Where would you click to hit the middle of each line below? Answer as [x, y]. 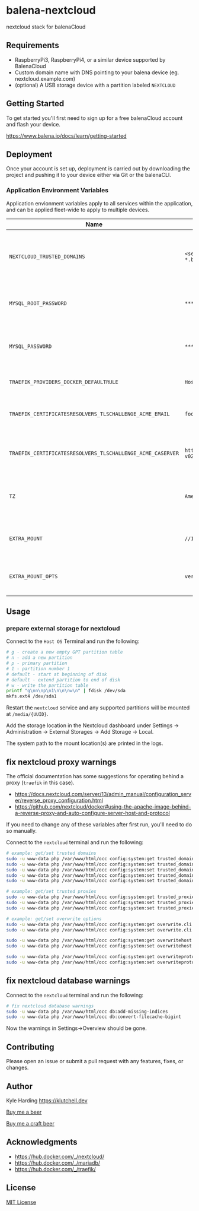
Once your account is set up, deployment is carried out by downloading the [98, 169]
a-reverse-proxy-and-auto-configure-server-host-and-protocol [92, 813]
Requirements [33, 45]
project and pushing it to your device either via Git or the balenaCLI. [89, 175]
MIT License [21, 1202]
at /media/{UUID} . [27, 714]
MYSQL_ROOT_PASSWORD [38, 303]
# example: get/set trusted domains [51, 853]
